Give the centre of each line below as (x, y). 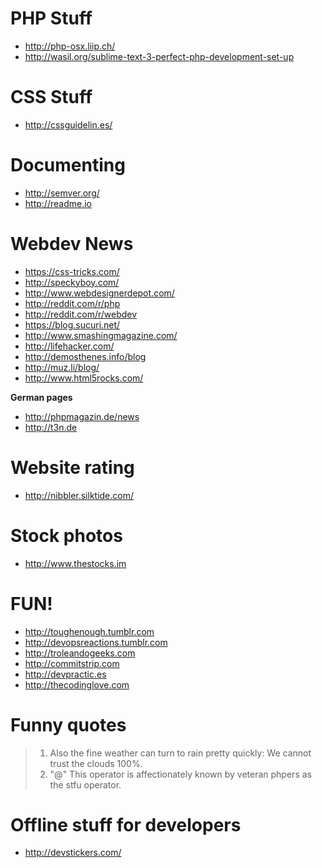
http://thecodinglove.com (77, 684)
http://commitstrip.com (72, 663)
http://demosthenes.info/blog (85, 356)
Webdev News (72, 244)
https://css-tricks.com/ (72, 271)
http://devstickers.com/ (73, 853)
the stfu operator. (85, 784)
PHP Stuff (51, 18)
